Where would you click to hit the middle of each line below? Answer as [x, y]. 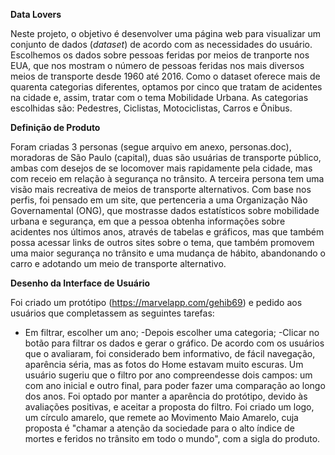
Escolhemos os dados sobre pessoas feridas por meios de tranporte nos [160, 55]
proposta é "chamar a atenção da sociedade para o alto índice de [159, 428]
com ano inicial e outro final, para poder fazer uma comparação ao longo [175, 385]
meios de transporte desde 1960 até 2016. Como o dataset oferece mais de [165, 76]
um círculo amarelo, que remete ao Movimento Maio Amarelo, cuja [161, 417]
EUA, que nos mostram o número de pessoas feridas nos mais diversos [157, 65]
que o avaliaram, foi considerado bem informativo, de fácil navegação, [170, 353]
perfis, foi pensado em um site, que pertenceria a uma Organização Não [159, 200]
